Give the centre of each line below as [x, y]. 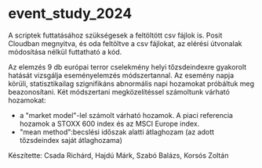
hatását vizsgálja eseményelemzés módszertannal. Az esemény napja [121, 75]
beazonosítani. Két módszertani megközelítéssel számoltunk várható [119, 91]
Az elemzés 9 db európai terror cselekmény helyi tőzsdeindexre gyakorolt [127, 66]
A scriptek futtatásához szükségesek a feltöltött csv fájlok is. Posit [115, 35]
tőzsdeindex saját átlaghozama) [71, 140]
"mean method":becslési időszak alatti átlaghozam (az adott [116, 132]
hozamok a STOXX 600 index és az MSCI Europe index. [109, 123]
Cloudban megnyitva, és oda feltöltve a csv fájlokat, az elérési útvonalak [125, 43]
